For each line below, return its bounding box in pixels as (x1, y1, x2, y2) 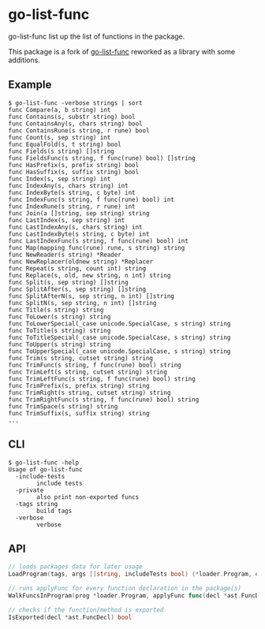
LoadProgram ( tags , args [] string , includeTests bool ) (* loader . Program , (8, 570, 252, 579)
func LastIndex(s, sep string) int (8, 216, 125, 224)
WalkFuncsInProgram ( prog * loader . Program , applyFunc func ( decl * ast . (8, 592, 242, 600)
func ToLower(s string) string (8, 313, 111, 321)
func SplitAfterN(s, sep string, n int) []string (8, 292, 175, 300)
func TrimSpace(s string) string (8, 402, 118, 411)
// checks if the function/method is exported (8, 605, 164, 614)
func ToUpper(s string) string (8, 341, 111, 348)
